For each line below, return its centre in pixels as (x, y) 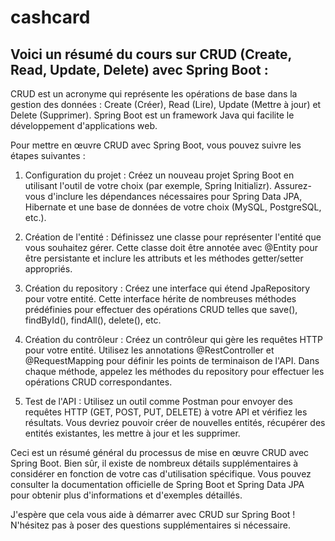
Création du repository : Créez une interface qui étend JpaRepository (167, 288)
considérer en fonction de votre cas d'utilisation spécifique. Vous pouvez (161, 474)
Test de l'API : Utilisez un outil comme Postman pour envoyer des (158, 401)
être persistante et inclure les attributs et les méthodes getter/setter (164, 258)
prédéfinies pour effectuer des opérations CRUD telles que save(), (161, 309)
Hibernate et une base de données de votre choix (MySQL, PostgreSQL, (173, 207)
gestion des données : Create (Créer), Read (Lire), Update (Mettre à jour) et (166, 104)
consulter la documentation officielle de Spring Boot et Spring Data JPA (157, 484)
